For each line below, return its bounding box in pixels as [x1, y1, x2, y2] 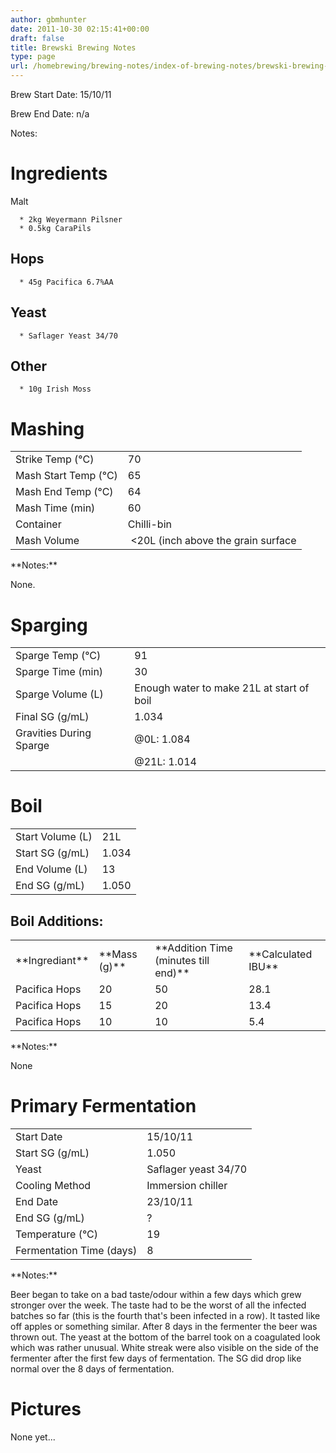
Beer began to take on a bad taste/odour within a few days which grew [10, 1288, 302, 1300]
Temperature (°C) [15, 1227, 98, 1241]
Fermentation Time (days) [15, 1243, 138, 1257]
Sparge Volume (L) [15, 687, 104, 701]
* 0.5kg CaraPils [19, 223, 92, 233]
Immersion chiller [146, 1178, 228, 1192]
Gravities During [15, 726, 92, 740]
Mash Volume [15, 534, 80, 548]
